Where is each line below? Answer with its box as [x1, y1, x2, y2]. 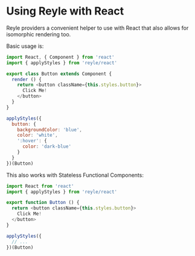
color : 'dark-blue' [22, 143, 71, 149]
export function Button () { [6, 200, 80, 206]
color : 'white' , [17, 132, 59, 139]
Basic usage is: [6, 42, 44, 50]
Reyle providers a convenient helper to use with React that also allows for [6, 24, 189, 31]
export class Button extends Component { [6, 71, 112, 77]
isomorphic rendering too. [6, 30, 71, 38]
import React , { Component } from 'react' [6, 54, 115, 60]
